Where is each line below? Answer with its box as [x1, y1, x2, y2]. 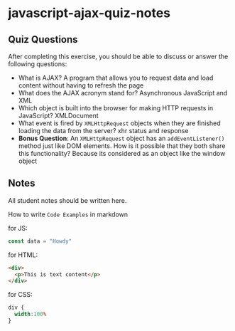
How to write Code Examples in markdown [8, 210, 129, 219]
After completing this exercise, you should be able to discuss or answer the [8, 52, 229, 61]
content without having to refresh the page [18, 81, 144, 90]
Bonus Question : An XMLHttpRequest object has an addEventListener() [18, 134, 225, 142]
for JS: [8, 224, 28, 232]
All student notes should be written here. [8, 196, 127, 204]
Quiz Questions [8, 33, 78, 46]
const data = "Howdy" [8, 237, 72, 245]
